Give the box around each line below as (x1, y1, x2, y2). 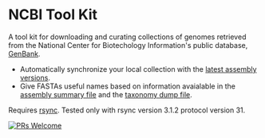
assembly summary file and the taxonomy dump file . (19, 89, 193, 99)
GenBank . (8, 49, 41, 58)
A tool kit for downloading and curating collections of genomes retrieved (8, 32, 247, 41)
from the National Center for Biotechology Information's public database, (8, 40, 248, 49)
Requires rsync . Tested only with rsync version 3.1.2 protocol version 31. (8, 105, 246, 115)
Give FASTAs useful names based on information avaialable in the (19, 81, 235, 91)
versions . (19, 73, 50, 82)
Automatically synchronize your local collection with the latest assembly (19, 64, 257, 73)
